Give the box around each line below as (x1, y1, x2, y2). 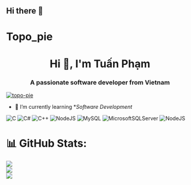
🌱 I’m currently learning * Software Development (14, 104, 133, 111)
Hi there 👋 (6, 6, 43, 16)
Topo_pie (6, 30, 53, 43)
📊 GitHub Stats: (6, 137, 87, 150)
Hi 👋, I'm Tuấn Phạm (49, 57, 151, 70)
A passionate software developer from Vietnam (30, 78, 170, 86)
